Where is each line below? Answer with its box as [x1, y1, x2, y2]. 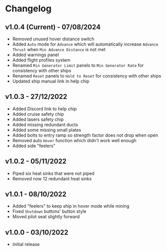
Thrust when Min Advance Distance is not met [12, 47, 106, 52]
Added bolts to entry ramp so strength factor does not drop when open [12, 132, 158, 138]
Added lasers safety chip [12, 116, 64, 122]
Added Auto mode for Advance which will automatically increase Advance [12, 41, 159, 47]
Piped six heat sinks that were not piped [12, 170, 94, 176]
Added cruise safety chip [12, 111, 64, 117]
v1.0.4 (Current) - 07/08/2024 [5, 23, 101, 31]
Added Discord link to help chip [12, 105, 77, 112]
